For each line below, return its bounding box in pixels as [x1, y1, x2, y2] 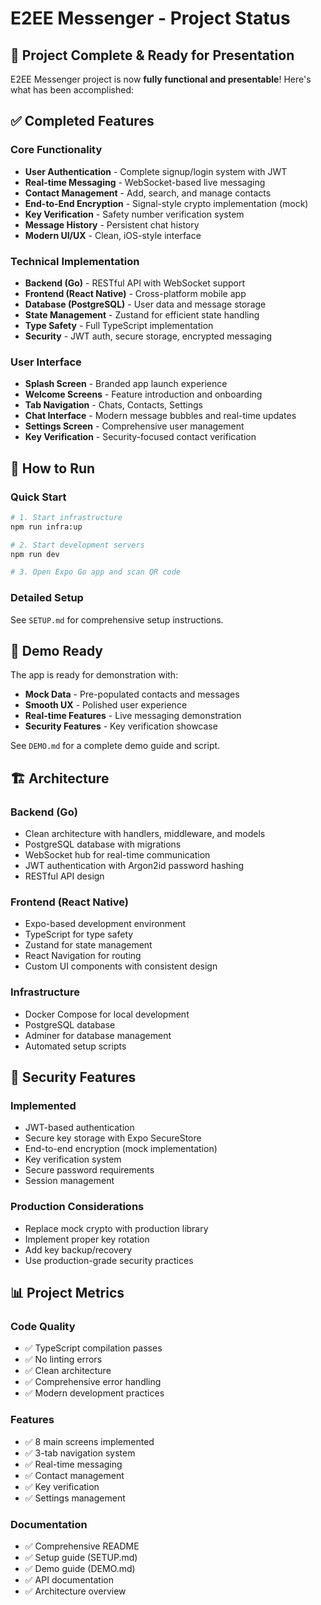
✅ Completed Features [10, 113, 155, 130]
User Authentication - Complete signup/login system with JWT [24, 165, 288, 177]
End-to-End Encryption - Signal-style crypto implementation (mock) [24, 197, 309, 209]
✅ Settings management [24, 1492, 126, 1504]
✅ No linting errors [24, 1353, 103, 1366]
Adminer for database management [24, 1029, 172, 1041]
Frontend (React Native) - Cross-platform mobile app [24, 287, 247, 299]
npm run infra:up [10, 522, 83, 532]
